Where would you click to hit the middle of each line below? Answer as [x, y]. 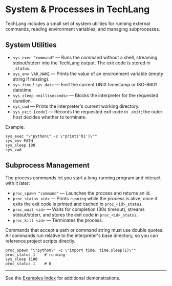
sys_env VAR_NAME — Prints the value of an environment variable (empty [88, 74]
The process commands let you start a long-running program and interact [83, 178]
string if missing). [31, 79]
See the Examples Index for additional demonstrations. [63, 278]
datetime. [23, 90]
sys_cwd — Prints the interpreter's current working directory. [76, 106]
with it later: [18, 183]
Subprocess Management [47, 165]
